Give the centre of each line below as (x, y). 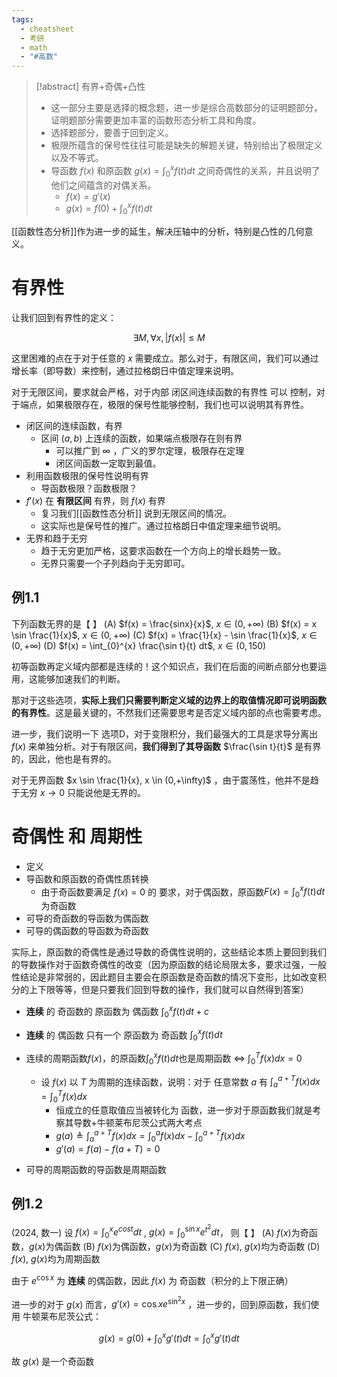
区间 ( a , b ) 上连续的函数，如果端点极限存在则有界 (141, 438)
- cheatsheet (47, 29)
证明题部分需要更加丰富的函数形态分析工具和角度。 (156, 120)
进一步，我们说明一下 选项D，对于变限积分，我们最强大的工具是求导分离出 (165, 733)
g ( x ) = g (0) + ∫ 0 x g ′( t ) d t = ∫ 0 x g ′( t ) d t (169, 1338)
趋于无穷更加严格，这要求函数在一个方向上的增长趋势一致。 (163, 550)
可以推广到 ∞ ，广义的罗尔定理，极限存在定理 (150, 450)
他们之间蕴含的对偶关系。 (103, 185)
